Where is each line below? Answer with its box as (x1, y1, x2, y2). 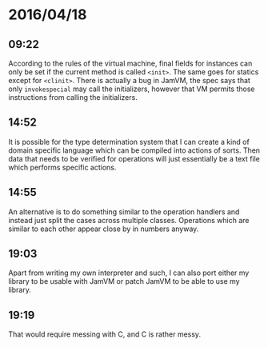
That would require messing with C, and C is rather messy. (8, 329, 202, 339)
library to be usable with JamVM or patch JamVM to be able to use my (8, 277, 240, 286)
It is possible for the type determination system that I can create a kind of (8, 137, 250, 146)
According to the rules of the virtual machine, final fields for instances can (8, 58, 253, 68)
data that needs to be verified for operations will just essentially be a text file (8, 154, 260, 163)
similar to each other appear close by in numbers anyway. (8, 224, 199, 233)
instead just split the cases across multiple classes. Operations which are (8, 215, 250, 225)
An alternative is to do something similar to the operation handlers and (8, 206, 240, 217)
